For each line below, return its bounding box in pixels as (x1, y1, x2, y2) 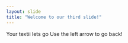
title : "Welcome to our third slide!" (6, 14, 102, 20)
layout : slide (6, 8, 41, 15)
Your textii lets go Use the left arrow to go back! (6, 30, 123, 37)
